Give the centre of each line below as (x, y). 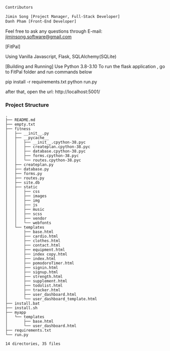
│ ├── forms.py (24, 173)
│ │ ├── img (23, 200)
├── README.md (20, 120)
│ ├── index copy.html (36, 254)
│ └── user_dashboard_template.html (51, 299)
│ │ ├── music (25, 209)
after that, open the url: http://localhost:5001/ (53, 92)
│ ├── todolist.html (34, 286)
